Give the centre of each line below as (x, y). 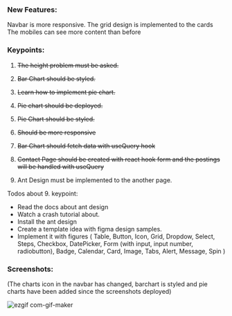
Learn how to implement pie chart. (66, 92)
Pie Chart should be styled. (56, 119)
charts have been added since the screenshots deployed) (89, 291)
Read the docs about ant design (63, 207)
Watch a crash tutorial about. (59, 214)
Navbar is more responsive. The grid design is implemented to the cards (110, 25)
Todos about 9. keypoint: (43, 193)
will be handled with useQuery (61, 166)
